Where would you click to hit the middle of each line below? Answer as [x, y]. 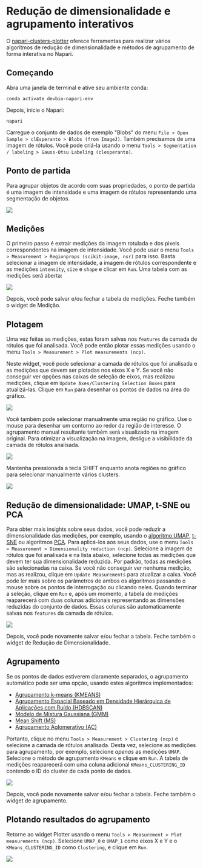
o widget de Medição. [33, 306]
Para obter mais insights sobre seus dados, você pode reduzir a [86, 529]
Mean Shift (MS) [35, 720]
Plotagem [25, 324]
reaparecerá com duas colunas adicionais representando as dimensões [95, 600]
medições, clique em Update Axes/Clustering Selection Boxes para [91, 383]
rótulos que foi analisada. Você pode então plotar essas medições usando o [101, 346]
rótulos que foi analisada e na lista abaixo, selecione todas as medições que [101, 555]
